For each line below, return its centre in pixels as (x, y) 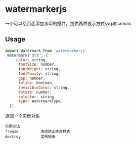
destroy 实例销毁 (30, 137)
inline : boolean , (36, 83)
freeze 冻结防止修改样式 (38, 132)
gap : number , (32, 78)
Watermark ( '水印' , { (28, 55)
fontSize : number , (37, 65)
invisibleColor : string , (44, 88)
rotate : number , (35, 92)
